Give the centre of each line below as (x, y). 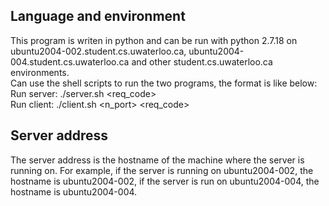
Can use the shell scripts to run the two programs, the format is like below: (164, 83)
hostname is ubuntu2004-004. (74, 191)
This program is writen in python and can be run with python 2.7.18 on (154, 40)
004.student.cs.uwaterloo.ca (70, 61)
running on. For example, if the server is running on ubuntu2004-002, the (162, 170)
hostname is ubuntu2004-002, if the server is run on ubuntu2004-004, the (165, 181)
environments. (40, 72)
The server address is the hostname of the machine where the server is (157, 160)
